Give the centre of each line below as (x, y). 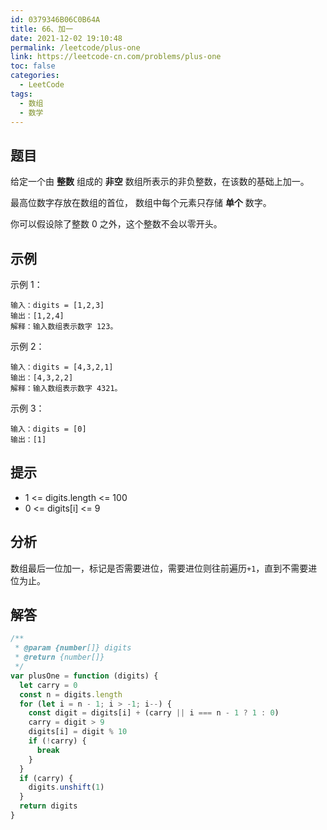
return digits (48, 806)
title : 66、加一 (42, 29)
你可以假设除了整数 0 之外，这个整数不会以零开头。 (116, 224)
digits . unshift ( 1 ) (66, 787)
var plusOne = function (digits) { (84, 676)
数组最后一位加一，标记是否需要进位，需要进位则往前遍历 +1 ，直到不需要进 (164, 568)
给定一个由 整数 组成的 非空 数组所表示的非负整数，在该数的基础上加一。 (160, 182)
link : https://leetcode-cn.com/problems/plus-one (116, 57)
